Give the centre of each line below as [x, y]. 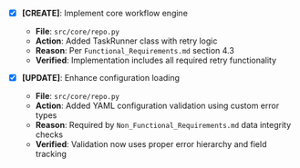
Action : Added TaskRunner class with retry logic [126, 41]
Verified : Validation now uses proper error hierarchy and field [151, 144]
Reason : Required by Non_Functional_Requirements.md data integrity [163, 125]
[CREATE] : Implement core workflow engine [105, 13]
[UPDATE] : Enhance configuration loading [100, 78]
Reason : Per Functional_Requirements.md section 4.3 [134, 51]
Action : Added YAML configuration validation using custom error [157, 106]
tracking [51, 154]
